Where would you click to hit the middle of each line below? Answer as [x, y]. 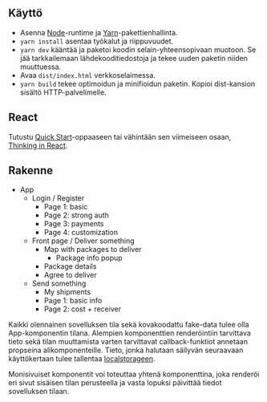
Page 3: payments [74, 224]
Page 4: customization [81, 233]
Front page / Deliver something [83, 241]
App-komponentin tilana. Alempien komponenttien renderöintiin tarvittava [129, 333]
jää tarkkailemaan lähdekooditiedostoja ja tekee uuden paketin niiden [134, 58]
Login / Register [58, 198]
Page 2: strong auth [77, 215]
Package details [70, 266]
